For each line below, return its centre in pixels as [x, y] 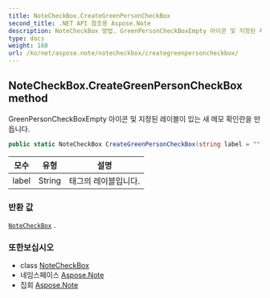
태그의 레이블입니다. [104, 180]
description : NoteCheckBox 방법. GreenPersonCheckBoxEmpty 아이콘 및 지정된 [132, 31]
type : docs [27, 38]
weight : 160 [28, 46]
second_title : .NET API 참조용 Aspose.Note [80, 23]
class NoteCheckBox [55, 266]
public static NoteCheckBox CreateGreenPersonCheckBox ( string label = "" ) [136, 144]
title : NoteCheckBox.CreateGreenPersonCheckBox [90, 16]
